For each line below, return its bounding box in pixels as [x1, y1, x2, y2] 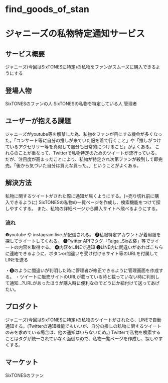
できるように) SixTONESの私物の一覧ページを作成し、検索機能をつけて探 [9, 199, 160, 205]
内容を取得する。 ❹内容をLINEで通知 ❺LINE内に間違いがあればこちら [18, 244, 163, 250]
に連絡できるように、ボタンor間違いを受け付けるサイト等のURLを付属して [5, 250, 158, 256]
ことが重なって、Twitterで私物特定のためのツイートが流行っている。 [18, 150, 159, 156]
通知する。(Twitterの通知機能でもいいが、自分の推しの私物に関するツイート [5, 323, 161, 329]
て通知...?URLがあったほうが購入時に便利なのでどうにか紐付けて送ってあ [5, 280, 155, 286]
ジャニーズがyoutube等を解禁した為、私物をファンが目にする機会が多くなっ [5, 131, 162, 137]
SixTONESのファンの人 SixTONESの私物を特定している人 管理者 [5, 101, 137, 107]
